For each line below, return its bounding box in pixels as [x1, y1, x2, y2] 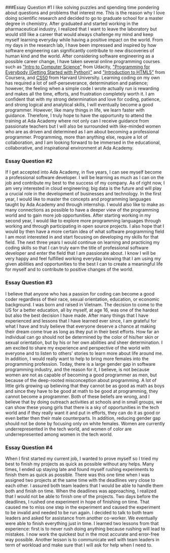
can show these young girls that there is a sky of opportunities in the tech [5, 404, 159, 410]
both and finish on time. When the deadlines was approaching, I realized [5, 488, 156, 494]
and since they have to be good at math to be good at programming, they [5, 388, 158, 394]
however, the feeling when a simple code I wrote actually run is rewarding [5, 85, 159, 91]
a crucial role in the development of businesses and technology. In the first [5, 191, 161, 197]
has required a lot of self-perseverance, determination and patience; [5, 80, 149, 86]
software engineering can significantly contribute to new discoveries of [5, 48, 155, 53]
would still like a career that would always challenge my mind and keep [5, 32, 154, 37]
